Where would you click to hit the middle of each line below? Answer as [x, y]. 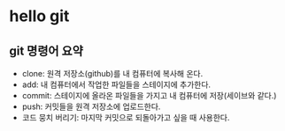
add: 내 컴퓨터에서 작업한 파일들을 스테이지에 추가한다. [116, 84]
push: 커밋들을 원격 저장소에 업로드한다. [91, 106]
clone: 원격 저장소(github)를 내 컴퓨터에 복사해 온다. [112, 73]
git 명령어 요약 [46, 51]
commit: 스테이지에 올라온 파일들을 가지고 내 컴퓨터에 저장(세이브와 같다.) [149, 95]
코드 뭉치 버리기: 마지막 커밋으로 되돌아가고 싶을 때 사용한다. [126, 117]
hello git [39, 16]
